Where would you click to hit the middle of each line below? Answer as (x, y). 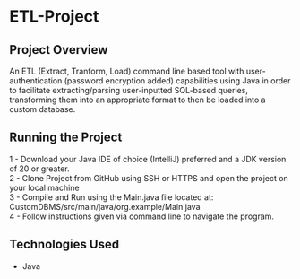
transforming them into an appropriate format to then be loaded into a (137, 100)
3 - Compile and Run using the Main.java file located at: (111, 197)
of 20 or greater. (39, 169)
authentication (36, 81)
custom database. (43, 109)
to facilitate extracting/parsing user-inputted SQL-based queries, (129, 90)
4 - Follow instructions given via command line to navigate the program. (142, 216)
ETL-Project (54, 17)
